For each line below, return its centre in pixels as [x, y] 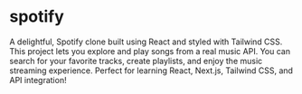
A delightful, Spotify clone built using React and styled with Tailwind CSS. [146, 42]
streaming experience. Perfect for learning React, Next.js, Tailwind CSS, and [151, 70]
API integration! [38, 80]
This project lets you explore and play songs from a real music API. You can [150, 51]
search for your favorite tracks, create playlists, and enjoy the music [136, 61]
